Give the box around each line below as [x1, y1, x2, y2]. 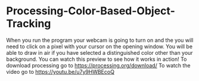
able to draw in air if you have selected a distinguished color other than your [6, 49, 193, 56]
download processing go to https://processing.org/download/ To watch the [6, 61, 191, 69]
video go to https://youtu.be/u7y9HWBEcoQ [6, 68, 115, 75]
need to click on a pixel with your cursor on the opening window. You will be [6, 43, 192, 50]
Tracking [6, 17, 51, 30]
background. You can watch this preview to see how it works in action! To [6, 55, 187, 63]
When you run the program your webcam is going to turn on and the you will [6, 36, 194, 43]
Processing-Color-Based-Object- [6, 4, 176, 18]
